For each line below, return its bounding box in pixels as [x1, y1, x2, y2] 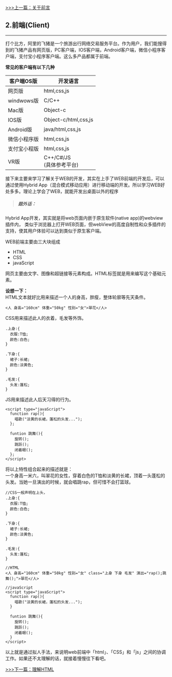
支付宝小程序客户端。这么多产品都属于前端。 [18, 53, 113, 59]
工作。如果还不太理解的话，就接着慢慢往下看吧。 [5, 655, 109, 661]
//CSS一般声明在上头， [5, 490, 48, 495]
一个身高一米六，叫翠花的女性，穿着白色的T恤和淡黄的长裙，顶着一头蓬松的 [5, 472, 165, 478]
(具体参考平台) [44, 161, 79, 168]
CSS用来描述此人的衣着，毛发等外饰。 [5, 315, 87, 321]
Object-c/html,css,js [44, 116, 94, 123]
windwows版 [8, 97, 39, 104]
